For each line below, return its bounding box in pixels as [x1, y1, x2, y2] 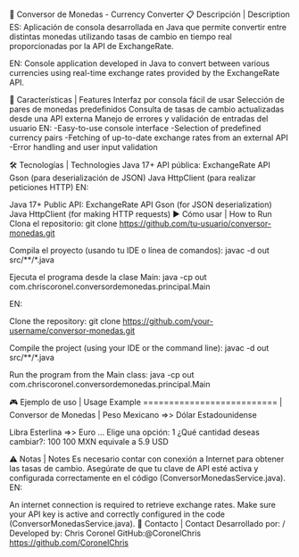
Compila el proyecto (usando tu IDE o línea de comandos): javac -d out [9, 245, 270, 255]
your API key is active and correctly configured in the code [9, 509, 226, 520]
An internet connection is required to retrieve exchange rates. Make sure [9, 500, 277, 510]
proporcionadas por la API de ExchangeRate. [9, 41, 174, 51]
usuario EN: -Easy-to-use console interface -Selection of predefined [9, 123, 262, 133]
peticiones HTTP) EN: [9, 182, 89, 192]
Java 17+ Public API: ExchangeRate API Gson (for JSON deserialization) [9, 199, 272, 210]
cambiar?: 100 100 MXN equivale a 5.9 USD [9, 436, 170, 446]
